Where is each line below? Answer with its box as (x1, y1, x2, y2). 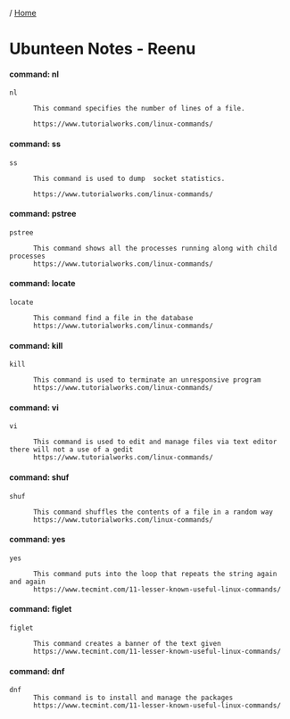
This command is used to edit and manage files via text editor (32, 437, 278, 447)
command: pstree (9, 209, 77, 219)
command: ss (9, 138, 61, 149)
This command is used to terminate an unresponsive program (32, 376, 261, 384)
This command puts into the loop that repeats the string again (32, 569, 278, 578)
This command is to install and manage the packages (32, 693, 234, 703)
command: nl (9, 69, 60, 79)
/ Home (9, 8, 37, 18)
